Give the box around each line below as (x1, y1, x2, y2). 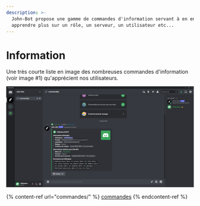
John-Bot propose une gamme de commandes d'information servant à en (11, 15, 187, 22)
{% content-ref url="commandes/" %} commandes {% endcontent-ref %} (6, 193, 188, 201)
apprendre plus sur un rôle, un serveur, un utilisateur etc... (11, 22, 174, 28)
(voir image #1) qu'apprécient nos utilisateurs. (6, 74, 118, 82)
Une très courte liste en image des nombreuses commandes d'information (6, 68, 189, 76)
